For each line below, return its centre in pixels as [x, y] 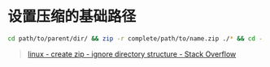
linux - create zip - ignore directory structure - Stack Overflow [132, 54]
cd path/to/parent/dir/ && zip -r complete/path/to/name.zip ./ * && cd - [135, 38]
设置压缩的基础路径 [72, 17]
